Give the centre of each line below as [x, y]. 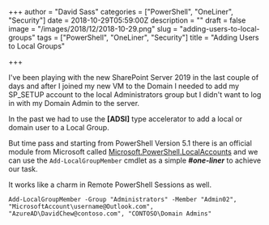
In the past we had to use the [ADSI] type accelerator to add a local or [126, 119]
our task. [23, 169]
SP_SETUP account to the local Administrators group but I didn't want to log [135, 95]
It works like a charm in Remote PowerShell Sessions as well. [110, 185]
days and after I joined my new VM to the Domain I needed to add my [124, 86]
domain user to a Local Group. [59, 127]
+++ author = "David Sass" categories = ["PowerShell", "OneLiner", [121, 12]
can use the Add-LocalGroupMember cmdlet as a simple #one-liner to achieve [135, 160]
